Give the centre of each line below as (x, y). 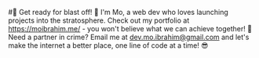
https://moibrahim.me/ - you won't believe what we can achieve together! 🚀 (130, 29)
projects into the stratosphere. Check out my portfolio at (99, 20)
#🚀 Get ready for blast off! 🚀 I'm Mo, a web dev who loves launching (119, 12)
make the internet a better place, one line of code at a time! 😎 (108, 45)
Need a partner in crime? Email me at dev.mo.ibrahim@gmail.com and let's (129, 37)
